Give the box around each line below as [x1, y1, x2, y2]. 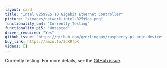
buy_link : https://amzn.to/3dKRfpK [5, 39, 79, 44]
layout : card [5, 7, 32, 12]
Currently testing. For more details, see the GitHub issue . [5, 57, 122, 63]
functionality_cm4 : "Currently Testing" [5, 21, 90, 26]
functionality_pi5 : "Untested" [5, 26, 70, 31]
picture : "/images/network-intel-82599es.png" [5, 16, 103, 21]
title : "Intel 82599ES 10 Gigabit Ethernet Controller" [5, 12, 123, 17]
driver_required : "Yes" [5, 30, 55, 35]
